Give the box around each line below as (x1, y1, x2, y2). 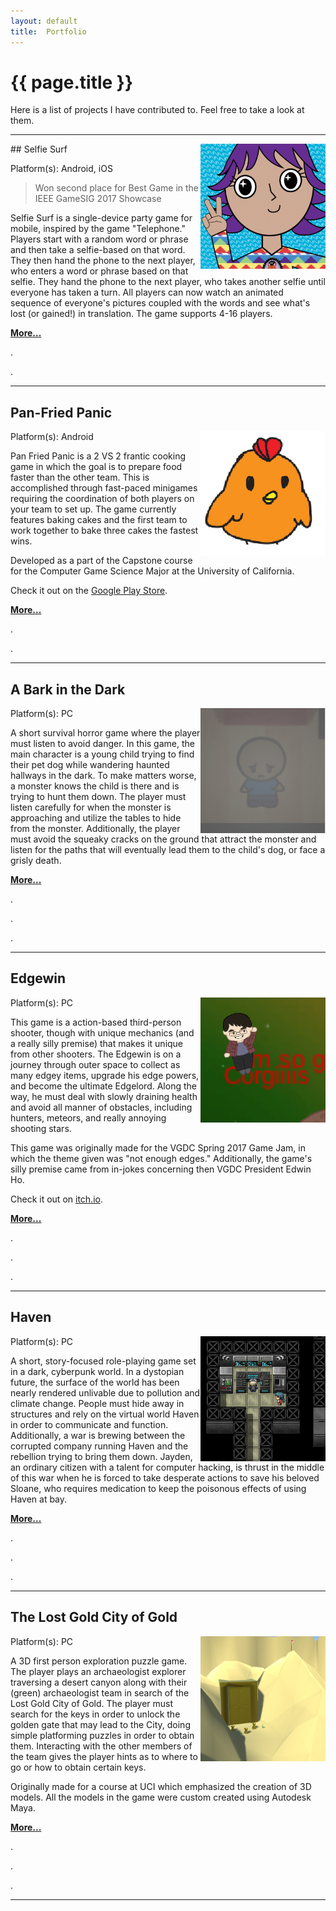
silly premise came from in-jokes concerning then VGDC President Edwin (10, 1163, 312, 1175)
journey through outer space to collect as (10, 1058, 181, 1070)
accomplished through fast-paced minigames (10, 482, 198, 494)
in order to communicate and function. (10, 1418, 169, 1430)
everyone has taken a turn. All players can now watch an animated (10, 286, 284, 299)
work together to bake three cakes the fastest (10, 525, 199, 537)
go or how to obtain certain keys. (10, 1761, 147, 1773)
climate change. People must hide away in (10, 1397, 185, 1409)
